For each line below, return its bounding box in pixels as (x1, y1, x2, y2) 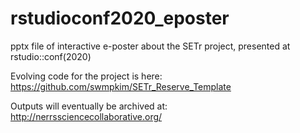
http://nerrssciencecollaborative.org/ (10, 110, 163, 122)
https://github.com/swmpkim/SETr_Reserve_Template (10, 80, 232, 92)
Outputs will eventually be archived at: (10, 100, 168, 112)
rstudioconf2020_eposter (10, 7, 230, 30)
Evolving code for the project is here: (10, 70, 163, 82)
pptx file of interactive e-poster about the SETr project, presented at (10, 40, 291, 52)
